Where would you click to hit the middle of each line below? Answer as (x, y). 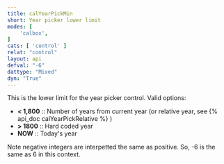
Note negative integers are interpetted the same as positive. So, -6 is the (111, 147)
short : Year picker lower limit (54, 20)
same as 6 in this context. (44, 154)
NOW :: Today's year (47, 133)
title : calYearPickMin (40, 14)
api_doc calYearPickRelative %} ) (65, 119)
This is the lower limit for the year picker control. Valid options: (97, 98)
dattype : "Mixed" (32, 72)
